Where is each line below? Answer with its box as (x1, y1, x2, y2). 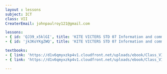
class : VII (5, 16, 28, 21)
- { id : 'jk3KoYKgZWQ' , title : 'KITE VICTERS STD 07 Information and (5, 39, 153, 44)
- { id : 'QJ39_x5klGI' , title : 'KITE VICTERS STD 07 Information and (5, 35, 153, 39)
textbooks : (5, 48, 28, 53)
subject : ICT (5, 12, 32, 17)
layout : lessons (5, 7, 41, 12)
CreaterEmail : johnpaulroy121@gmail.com (5, 21, 90, 26)
